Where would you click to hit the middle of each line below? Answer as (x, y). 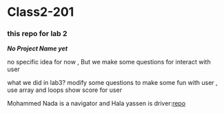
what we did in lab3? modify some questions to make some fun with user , (113, 83)
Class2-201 (41, 12)
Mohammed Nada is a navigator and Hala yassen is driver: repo (96, 104)
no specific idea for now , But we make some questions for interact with (109, 62)
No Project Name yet (37, 48)
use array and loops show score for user (65, 90)
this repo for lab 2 (37, 34)
